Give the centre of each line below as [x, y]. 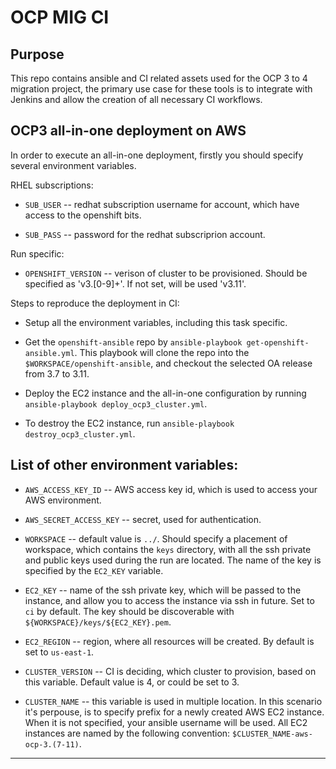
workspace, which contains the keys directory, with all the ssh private [168, 549]
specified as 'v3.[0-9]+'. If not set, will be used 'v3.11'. [135, 283]
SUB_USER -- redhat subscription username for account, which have [162, 204]
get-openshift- [278, 342]
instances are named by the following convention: [127, 733]
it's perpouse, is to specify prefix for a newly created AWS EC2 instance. [174, 712]
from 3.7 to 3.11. [57, 373]
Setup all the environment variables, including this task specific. [156, 322]
